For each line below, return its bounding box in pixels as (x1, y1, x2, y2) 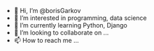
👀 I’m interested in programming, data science (13, 14, 147, 22)
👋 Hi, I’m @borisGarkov (13, 7, 81, 14)
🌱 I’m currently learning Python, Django (13, 21, 127, 29)
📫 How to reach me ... (13, 37, 79, 44)
